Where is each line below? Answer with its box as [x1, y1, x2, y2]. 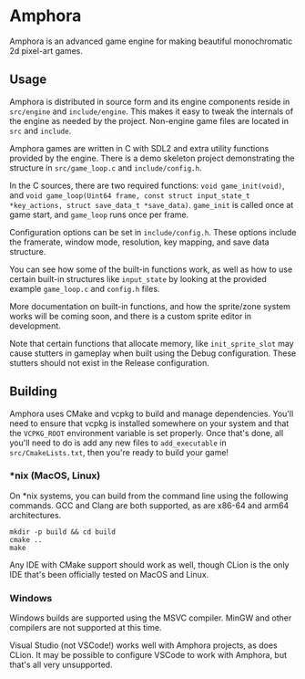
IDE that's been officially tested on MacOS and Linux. [9, 569, 209, 580]
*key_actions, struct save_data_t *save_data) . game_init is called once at [9, 199, 294, 210]
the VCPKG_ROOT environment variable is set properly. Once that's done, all [9, 427, 284, 438]
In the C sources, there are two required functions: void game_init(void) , [9, 180, 285, 191]
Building [9, 384, 57, 400]
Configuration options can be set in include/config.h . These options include [9, 226, 297, 237]
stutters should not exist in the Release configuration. [9, 357, 209, 368]
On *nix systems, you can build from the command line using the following [9, 490, 289, 501]
